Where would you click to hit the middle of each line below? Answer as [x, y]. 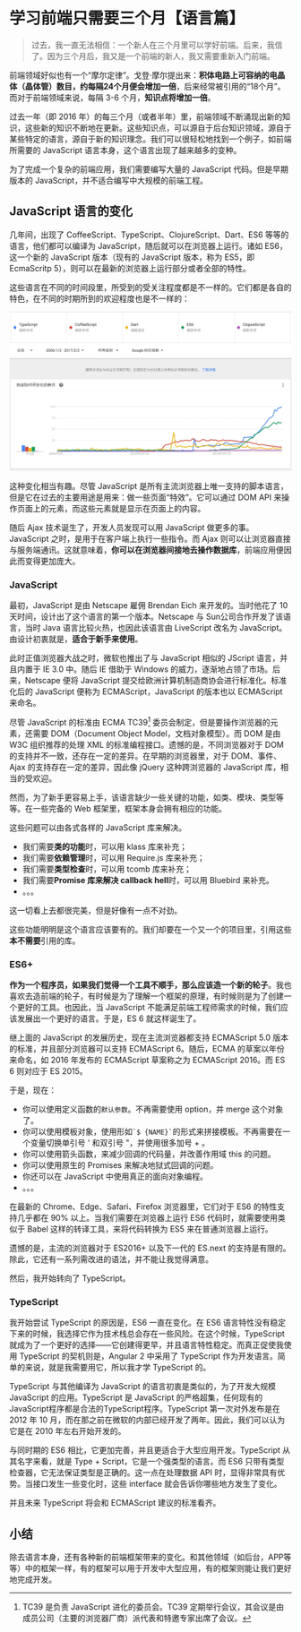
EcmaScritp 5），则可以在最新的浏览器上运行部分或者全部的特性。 [130, 268]
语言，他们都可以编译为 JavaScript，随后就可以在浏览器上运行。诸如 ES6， [149, 245]
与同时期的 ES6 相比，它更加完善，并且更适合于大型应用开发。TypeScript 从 [150, 1450]
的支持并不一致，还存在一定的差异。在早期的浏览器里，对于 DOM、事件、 [146, 756]
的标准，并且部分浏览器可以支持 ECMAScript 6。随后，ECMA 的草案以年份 [147, 1048]
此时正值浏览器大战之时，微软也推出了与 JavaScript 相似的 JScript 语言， [145, 658]
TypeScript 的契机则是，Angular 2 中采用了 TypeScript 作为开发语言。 [148, 1356]
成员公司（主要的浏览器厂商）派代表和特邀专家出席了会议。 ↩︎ [137, 1619]
